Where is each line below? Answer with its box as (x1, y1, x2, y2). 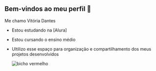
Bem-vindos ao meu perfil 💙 (4, 5, 91, 13)
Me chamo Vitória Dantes (4, 18, 56, 23)
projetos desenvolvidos (11, 51, 59, 57)
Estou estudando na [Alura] (11, 27, 67, 33)
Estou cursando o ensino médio (11, 36, 76, 42)
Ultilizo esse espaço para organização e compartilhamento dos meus (11, 46, 152, 52)
